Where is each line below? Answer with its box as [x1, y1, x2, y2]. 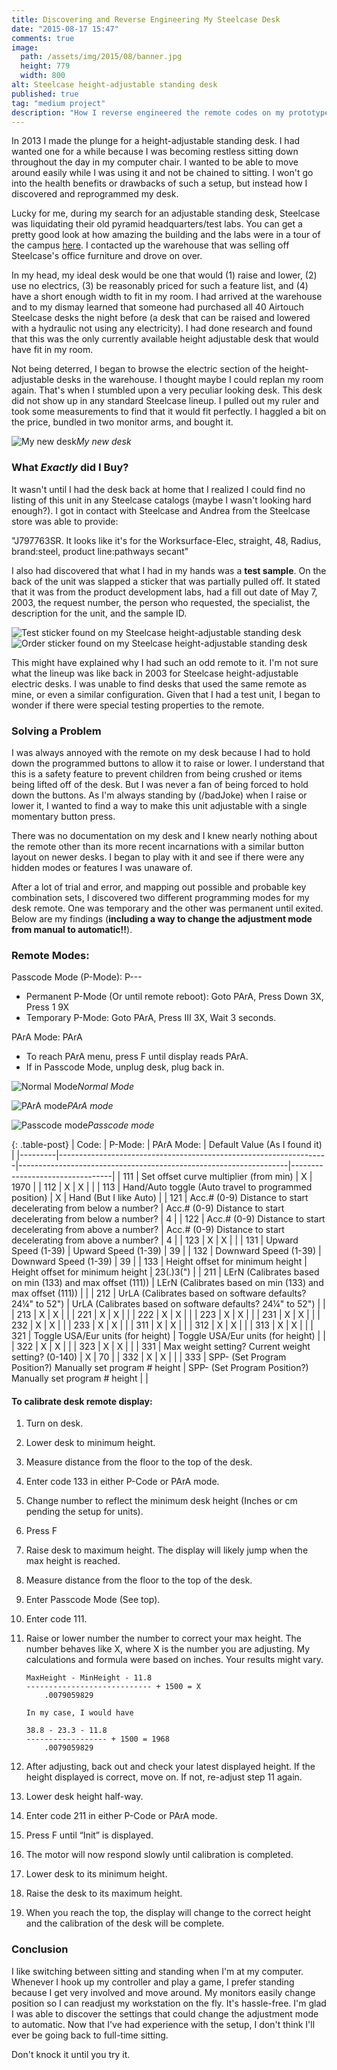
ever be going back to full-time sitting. [11, 2029, 169, 2041]
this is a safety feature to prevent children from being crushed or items [11, 767, 303, 780]
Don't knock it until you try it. [11, 2048, 131, 2060]
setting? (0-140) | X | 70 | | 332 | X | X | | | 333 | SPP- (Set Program [11, 1351, 287, 1363]
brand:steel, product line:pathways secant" [11, 545, 189, 557]
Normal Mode [77, 1081, 134, 1093]
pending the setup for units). [25, 1506, 144, 1518]
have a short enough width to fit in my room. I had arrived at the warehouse [11, 291, 323, 303]
